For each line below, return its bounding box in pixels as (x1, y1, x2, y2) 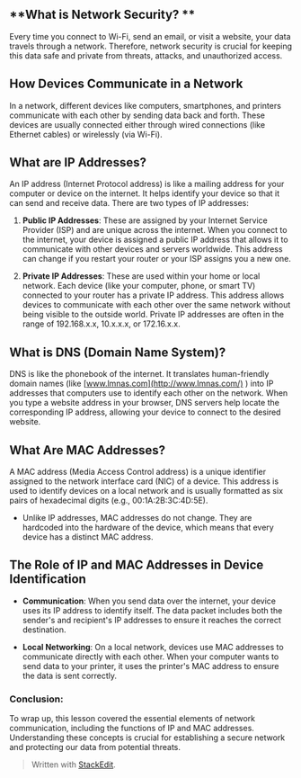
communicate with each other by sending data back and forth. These (9, 110, 265, 121)
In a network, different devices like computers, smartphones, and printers (9, 100, 281, 111)
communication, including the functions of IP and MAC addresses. (9, 723, 254, 734)
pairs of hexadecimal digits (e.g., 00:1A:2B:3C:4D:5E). (9, 495, 208, 506)
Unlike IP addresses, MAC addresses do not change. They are (22, 513, 252, 523)
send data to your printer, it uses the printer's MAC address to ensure (22, 660, 279, 671)
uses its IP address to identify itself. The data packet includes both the (22, 604, 283, 615)
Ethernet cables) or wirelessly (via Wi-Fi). (9, 129, 164, 139)
